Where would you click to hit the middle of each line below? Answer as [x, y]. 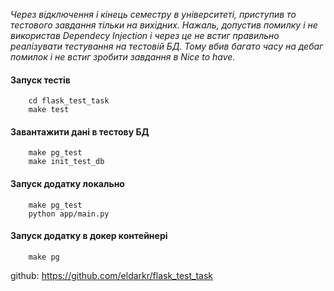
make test [49, 110]
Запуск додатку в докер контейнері [89, 236]
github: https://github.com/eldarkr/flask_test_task [112, 275]
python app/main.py [69, 214]
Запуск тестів [40, 80]
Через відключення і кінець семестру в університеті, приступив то [153, 14]
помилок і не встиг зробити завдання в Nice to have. [123, 57]
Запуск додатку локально [67, 183]
